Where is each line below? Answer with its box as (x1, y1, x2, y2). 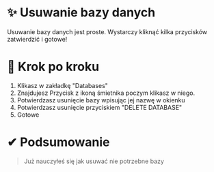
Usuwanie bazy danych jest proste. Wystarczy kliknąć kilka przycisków (7, 27, 208, 35)
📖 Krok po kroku (7, 59, 100, 74)
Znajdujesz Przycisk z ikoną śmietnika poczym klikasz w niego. (16, 89, 196, 97)
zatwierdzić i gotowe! (7, 35, 68, 43)
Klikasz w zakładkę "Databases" (16, 81, 108, 89)
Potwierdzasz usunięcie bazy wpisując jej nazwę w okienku (16, 96, 186, 104)
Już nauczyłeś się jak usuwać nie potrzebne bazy (23, 157, 164, 165)
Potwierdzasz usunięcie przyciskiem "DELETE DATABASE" (16, 103, 183, 111)
